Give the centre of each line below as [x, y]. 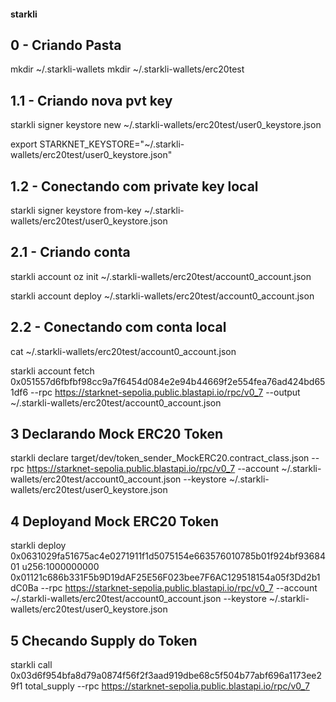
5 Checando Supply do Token [104, 640]
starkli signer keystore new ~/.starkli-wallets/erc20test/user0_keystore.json [166, 125]
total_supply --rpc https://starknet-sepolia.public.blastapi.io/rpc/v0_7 [167, 686]
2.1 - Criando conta [70, 252]
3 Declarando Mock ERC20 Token [117, 434]
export [24, 144]
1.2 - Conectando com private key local [134, 186]
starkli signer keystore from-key [76, 211]
